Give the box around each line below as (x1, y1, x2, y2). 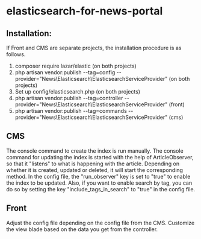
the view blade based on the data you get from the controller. (6, 225, 158, 233)
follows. (6, 51, 26, 58)
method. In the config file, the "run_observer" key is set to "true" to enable (6, 173, 191, 180)
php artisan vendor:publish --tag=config (14, 69, 116, 76)
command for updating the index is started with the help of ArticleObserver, (6, 153, 194, 161)
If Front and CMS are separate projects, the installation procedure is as (6, 44, 182, 51)
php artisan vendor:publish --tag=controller (14, 95, 123, 101)
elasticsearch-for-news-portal (6, 4, 163, 18)
